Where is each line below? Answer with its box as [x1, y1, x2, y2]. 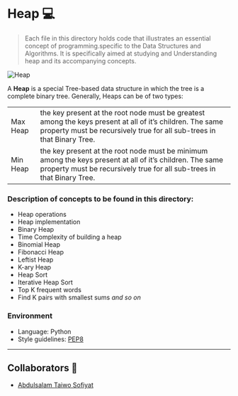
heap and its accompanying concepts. [24, 56, 137, 65]
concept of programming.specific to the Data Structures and [24, 41, 202, 50]
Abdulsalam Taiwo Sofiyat [17, 381, 93, 390]
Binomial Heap [17, 240, 60, 249]
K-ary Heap [17, 263, 52, 272]
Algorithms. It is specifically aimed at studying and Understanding [24, 49, 217, 58]
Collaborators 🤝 [7, 362, 78, 374]
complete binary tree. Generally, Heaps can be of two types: [7, 92, 183, 100]
